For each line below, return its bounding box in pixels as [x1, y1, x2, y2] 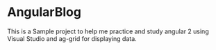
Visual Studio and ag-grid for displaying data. [7, 34, 137, 42]
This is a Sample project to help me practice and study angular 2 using [7, 27, 210, 35]
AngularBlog [7, 4, 82, 20]
